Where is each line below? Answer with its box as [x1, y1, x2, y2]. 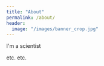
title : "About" [6, 8, 45, 15]
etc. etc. [6, 54, 27, 61]
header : [6, 20, 26, 26]
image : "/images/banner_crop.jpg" [11, 25, 99, 32]
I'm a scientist [6, 42, 41, 50]
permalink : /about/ [6, 15, 56, 21]
